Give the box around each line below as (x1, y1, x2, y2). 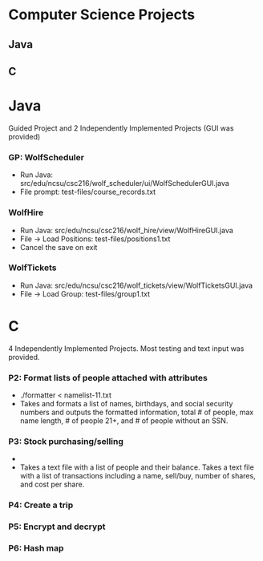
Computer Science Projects (8, 6, 196, 24)
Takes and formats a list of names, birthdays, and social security (19, 399, 233, 409)
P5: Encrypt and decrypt (8, 521, 106, 532)
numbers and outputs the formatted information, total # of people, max (19, 407, 254, 418)
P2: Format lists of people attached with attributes (8, 372, 208, 383)
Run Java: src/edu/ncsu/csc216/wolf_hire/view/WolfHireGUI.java (19, 225, 234, 235)
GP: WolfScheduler (8, 151, 84, 163)
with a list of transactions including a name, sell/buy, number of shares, (19, 471, 256, 481)
